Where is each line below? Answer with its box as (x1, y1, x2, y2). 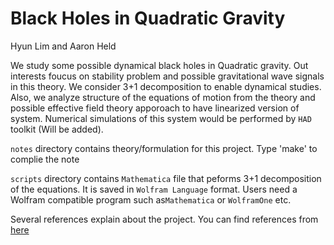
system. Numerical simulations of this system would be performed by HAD (10, 112, 312, 124)
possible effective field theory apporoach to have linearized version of (10, 102, 300, 114)
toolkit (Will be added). (10, 123, 104, 135)
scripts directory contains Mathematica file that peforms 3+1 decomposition (10, 172, 322, 184)
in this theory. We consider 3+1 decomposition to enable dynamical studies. (10, 80, 322, 92)
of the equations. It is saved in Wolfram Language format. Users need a (10, 183, 298, 195)
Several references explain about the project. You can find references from (10, 213, 319, 225)
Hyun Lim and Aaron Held (10, 40, 117, 52)
